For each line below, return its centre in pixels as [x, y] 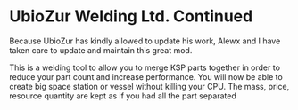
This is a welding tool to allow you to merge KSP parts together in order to [145, 67]
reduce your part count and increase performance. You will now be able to [146, 76]
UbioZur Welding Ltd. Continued [131, 16]
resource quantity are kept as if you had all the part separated [123, 96]
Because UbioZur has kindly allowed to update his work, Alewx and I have [145, 41]
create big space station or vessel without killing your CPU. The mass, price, [149, 86]
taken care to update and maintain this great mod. [101, 50]
